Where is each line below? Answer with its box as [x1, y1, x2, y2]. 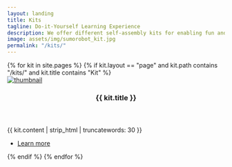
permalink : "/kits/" [7, 42, 67, 49]
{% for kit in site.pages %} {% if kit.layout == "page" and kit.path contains [7, 61, 218, 69]
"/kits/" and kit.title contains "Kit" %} [7, 68, 112, 77]
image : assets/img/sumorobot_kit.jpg [7, 36, 116, 43]
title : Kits [7, 17, 41, 23]
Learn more [17, 139, 50, 147]
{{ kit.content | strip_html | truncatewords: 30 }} [7, 126, 143, 134]
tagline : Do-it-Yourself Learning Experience [7, 23, 140, 30]
